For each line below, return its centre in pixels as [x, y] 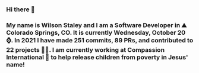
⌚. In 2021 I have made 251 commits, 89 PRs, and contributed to [100, 40]
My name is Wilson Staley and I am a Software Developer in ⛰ [97, 25]
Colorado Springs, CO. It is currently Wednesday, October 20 [96, 32]
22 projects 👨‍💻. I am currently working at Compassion [86, 49]
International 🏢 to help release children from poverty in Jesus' [97, 57]
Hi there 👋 [21, 9]
